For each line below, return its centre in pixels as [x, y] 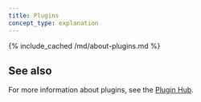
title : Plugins [34, 16]
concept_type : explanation [53, 23]
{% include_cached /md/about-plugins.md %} [84, 45]
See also [30, 71]
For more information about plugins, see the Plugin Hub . [101, 90]
